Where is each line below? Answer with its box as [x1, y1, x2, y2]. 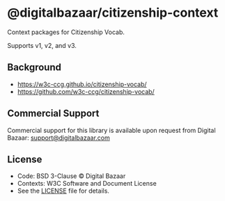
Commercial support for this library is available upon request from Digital [7, 126, 216, 134]
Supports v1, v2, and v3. [7, 41, 77, 49]
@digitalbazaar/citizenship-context [7, 5, 219, 21]
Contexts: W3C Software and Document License [17, 179, 157, 188]
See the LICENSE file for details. [17, 186, 110, 195]
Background [7, 61, 61, 74]
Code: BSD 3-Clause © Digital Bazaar [17, 172, 126, 180]
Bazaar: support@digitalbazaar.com [7, 134, 110, 142]
